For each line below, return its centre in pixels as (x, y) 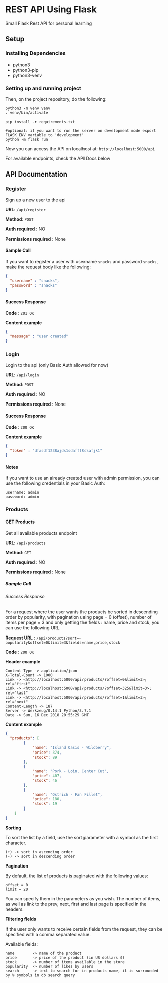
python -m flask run (27, 139)
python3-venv (27, 75)
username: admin (22, 493)
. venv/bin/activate (27, 113)
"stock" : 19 (45, 804)
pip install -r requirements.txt (40, 122)
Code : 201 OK (20, 313)
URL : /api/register (26, 209)
